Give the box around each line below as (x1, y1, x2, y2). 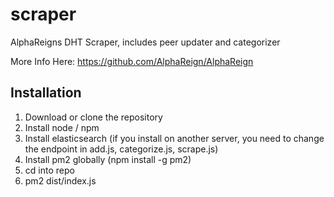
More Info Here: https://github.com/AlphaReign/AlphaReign (10, 55, 254, 67)
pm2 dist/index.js (24, 174, 97, 187)
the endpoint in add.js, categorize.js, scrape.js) (24, 143, 219, 155)
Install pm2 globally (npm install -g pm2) (24, 153, 192, 165)
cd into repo (24, 164, 75, 176)
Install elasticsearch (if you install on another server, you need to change (24, 132, 325, 144)
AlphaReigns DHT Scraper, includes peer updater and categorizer (10, 36, 281, 48)
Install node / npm (24, 121, 100, 133)
